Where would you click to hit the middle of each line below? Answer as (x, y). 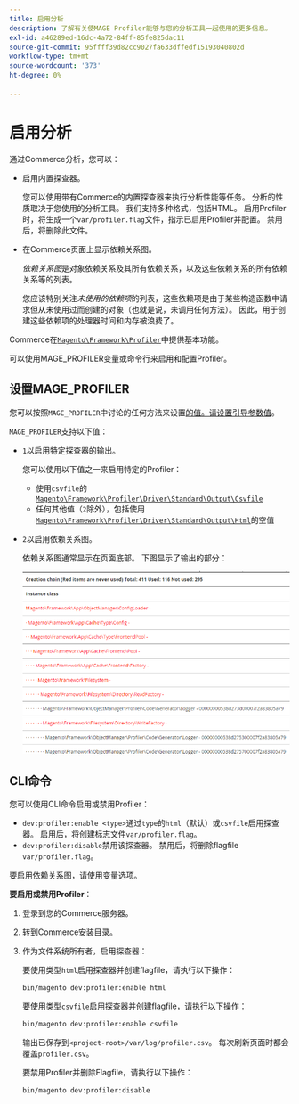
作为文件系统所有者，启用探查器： (85, 951)
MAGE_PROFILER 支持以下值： (59, 431)
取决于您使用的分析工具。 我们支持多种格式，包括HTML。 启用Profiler (158, 208)
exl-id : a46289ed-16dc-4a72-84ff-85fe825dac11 (97, 37)
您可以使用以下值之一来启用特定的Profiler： (102, 469)
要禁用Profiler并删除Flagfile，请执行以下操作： (107, 1073)
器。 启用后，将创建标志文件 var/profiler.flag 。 (112, 834)
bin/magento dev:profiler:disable (86, 1091)
